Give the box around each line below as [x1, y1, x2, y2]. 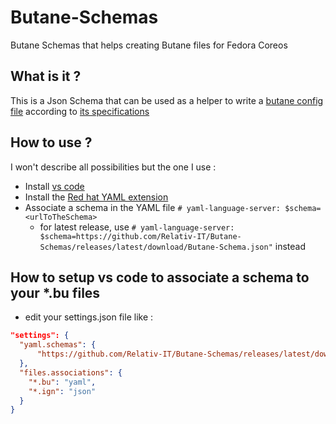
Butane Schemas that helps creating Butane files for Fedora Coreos [10, 39, 288, 51]
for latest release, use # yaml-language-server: [39, 221, 235, 233]
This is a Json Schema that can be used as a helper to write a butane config [10, 94, 324, 106]
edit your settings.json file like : [24, 311, 154, 323]
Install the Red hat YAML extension [24, 191, 169, 203]
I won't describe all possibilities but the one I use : [10, 161, 217, 173]
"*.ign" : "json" [28, 386, 97, 396]
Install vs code [24, 180, 85, 192]
